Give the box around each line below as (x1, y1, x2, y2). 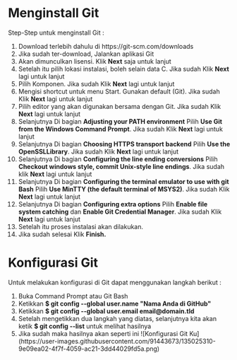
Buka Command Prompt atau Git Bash (18, 291, 128, 300)
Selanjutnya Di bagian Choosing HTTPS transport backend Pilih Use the (18, 139, 231, 148)
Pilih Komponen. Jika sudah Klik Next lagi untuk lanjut (18, 79, 175, 88)
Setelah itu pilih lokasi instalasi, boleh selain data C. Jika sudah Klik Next (18, 64, 230, 73)
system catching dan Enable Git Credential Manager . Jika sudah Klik (18, 207, 222, 216)
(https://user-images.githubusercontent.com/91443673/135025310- (18, 337, 216, 345)
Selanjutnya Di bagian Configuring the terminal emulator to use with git (18, 177, 229, 185)
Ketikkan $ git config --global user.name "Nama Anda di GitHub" (18, 299, 212, 308)
